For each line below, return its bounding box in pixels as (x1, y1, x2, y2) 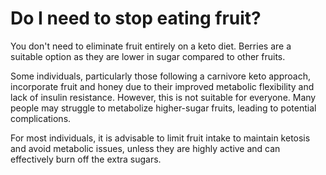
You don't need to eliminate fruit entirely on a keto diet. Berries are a (10, 40, 292, 52)
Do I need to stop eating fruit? (10, 7, 262, 30)
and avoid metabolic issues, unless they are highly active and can (10, 142, 281, 154)
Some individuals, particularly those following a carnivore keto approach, (10, 70, 311, 82)
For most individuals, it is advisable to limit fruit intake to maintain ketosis (10, 132, 311, 144)
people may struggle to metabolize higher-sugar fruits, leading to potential (10, 102, 317, 114)
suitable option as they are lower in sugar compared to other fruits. (10, 50, 286, 62)
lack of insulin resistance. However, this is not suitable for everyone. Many (10, 91, 317, 103)
